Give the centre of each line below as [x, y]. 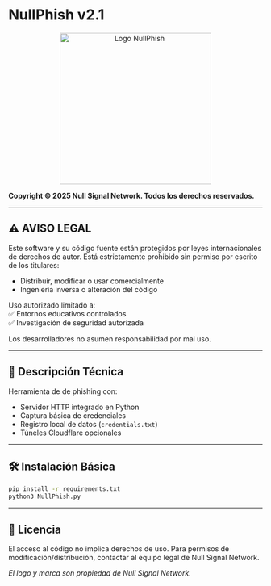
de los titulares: [34, 265]
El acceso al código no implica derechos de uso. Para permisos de [119, 548]
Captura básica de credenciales [73, 415]
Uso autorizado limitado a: [52, 305]
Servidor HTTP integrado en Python [79, 407]
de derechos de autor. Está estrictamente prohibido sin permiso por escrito [133, 257]
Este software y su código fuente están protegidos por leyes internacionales [135, 248]
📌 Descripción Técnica [66, 372]
